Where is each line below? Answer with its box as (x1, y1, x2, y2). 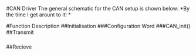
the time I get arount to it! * (6, 11, 72, 18)
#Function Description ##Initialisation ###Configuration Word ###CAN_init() (6, 23, 191, 29)
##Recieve (6, 43, 32, 50)
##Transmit (6, 29, 34, 36)
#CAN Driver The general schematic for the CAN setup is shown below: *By (6, 5, 190, 12)
